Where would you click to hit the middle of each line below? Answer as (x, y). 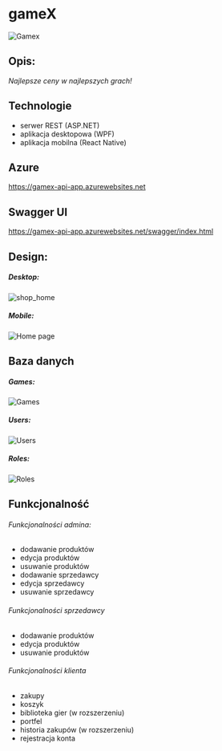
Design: (28, 256)
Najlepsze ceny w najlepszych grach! (70, 80)
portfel (31, 721)
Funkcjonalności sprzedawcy (57, 610)
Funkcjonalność (49, 504)
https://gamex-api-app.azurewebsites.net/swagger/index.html (111, 231)
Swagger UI (38, 212)
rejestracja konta (48, 738)
